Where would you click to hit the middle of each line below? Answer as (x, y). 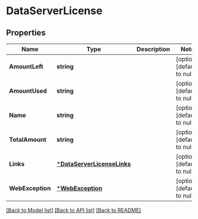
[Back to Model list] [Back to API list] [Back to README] (74, 210)
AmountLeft (26, 66)
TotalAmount (28, 140)
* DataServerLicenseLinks (94, 164)
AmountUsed (28, 91)
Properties (26, 33)
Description (153, 49)
